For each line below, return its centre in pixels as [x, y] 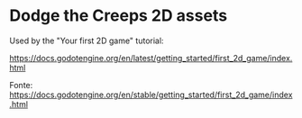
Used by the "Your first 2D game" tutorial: [87, 41]
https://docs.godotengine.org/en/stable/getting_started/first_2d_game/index [151, 95]
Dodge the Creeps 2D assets [119, 16]
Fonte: [21, 85]
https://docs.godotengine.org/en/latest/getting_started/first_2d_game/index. [151, 58]
